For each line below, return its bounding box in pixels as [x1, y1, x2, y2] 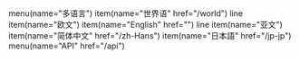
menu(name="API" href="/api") [8, 40, 126, 51]
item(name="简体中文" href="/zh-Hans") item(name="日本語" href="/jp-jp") [8, 30, 292, 41]
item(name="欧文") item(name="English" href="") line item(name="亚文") [8, 20, 283, 30]
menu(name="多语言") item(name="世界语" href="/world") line [8, 8, 244, 19]
